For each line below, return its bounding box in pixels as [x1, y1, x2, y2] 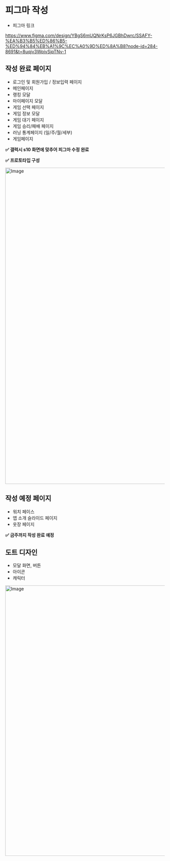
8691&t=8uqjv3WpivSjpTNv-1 [5, 49, 67, 55]
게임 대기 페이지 [12, 117, 44, 123]
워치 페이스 [12, 509, 35, 515]
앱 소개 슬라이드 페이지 [12, 515, 58, 521]
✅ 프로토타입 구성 [5, 157, 40, 163]
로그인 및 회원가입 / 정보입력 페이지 [12, 79, 82, 85]
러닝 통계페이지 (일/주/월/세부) [12, 129, 72, 135]
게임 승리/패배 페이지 [12, 123, 54, 129]
